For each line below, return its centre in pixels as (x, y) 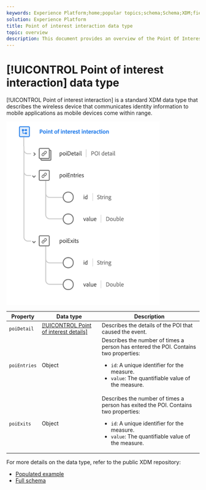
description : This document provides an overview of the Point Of (93, 39)
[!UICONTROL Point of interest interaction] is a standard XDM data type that (102, 100)
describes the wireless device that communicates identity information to (97, 107)
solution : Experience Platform (46, 19)
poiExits (20, 424)
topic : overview (27, 33)
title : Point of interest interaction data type (70, 26)
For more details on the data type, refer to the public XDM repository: (93, 462)
